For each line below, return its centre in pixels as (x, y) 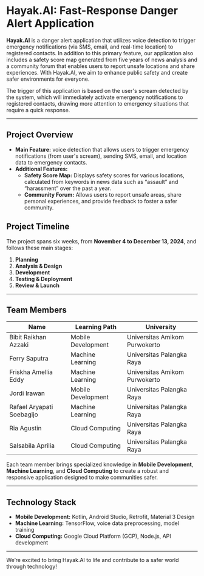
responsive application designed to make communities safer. (82, 478)
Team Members (36, 310)
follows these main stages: (40, 248)
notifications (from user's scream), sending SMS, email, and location (101, 156)
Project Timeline (38, 227)
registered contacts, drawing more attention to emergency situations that (98, 103)
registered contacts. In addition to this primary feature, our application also (100, 53)
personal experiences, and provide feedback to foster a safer (101, 201)
